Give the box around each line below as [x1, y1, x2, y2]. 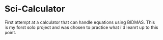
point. [4, 29, 17, 35]
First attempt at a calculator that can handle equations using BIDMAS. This [4, 19, 155, 25]
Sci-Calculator [4, 3, 65, 14]
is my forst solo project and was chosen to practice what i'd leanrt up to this [4, 24, 158, 30]
